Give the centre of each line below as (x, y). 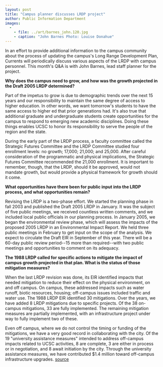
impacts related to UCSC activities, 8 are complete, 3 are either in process (79, 344)
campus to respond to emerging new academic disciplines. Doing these (77, 121)
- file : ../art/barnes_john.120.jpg (51, 32)
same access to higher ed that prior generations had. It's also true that (76, 111)
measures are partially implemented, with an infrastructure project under (78, 313)
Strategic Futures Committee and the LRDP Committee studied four (72, 146)
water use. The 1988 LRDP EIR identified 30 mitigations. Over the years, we (80, 298)
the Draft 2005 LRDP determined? (40, 86)
